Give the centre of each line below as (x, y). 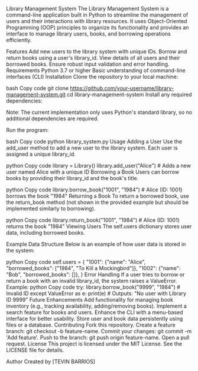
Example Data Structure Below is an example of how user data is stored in (96, 244)
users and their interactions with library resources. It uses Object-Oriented (97, 21)
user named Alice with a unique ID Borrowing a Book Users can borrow (92, 172)
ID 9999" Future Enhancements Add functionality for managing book (90, 300)
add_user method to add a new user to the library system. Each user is (92, 148)
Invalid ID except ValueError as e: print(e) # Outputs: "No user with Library (96, 293)
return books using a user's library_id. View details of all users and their (93, 58)
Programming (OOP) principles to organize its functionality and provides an (98, 27)
